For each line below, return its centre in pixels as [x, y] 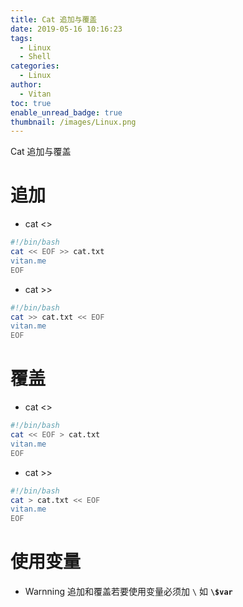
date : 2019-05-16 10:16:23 [66, 29]
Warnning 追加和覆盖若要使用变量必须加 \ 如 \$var [128, 592]
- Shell [35, 57]
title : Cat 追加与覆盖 [54, 19]
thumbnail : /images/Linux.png [73, 122]
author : [26, 85]
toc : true [31, 103]
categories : [35, 66]
